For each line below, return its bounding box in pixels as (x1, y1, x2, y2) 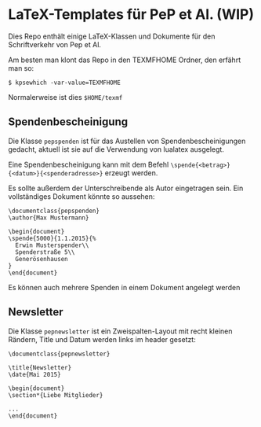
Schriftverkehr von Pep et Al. (8, 39, 102, 49)
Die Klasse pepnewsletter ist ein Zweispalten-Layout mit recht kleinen (8, 326, 233, 336)
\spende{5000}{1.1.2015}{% (8, 234, 96, 242)
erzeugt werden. (104, 167, 158, 178)
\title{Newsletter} (8, 363, 72, 371)
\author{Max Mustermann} (8, 214, 89, 222)
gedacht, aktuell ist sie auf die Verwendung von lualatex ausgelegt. (8, 144, 225, 154)
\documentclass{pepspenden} (8, 207, 100, 215)
